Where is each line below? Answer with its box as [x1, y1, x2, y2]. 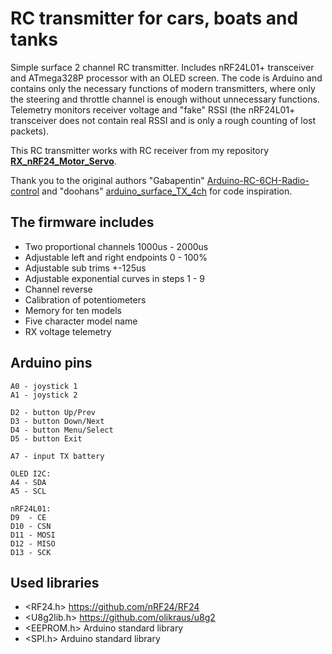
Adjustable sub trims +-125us [24, 262, 147, 274]
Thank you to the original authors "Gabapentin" [10, 174, 205, 186]
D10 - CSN [10, 521, 52, 531]
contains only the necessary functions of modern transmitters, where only [10, 82, 316, 94]
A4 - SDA [10, 477, 47, 487]
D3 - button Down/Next [10, 416, 105, 426]
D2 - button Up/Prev [10, 407, 97, 417]
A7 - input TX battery [10, 451, 105, 461]
